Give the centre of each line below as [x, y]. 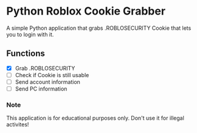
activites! [18, 124]
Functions [26, 54]
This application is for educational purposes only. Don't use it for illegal [95, 118]
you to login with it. [30, 34]
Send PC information [41, 89]
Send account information [48, 82]
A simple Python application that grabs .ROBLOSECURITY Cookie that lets [99, 28]
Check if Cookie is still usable [52, 75]
